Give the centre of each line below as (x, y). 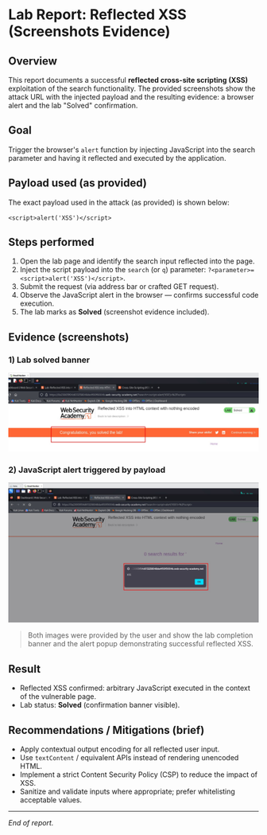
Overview (33, 61)
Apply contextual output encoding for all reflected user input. (120, 749)
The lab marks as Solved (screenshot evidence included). (114, 312)
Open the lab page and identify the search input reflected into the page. (137, 261)
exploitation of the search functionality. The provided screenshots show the (132, 88)
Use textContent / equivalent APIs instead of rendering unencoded (129, 758)
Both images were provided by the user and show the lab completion (140, 635)
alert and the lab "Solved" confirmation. (73, 105)
